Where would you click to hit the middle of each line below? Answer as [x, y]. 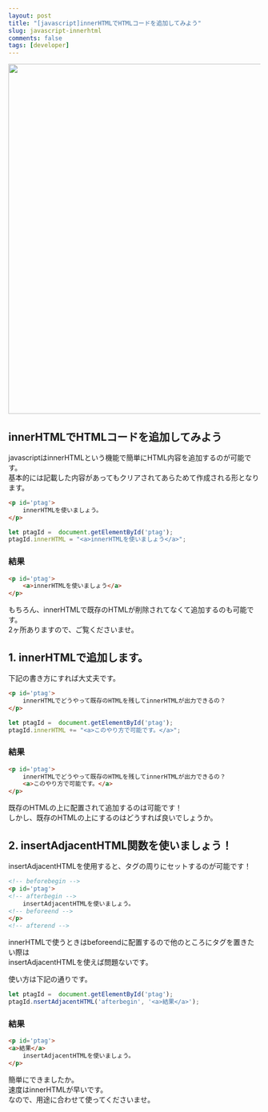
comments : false [35, 38]
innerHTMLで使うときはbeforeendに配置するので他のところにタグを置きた [131, 942]
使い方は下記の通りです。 [50, 979]
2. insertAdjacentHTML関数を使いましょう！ [120, 845]
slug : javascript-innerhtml [55, 30]
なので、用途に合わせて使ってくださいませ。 [81, 1099]
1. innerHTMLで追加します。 [78, 657]
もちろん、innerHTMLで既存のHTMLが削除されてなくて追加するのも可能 [128, 610]
